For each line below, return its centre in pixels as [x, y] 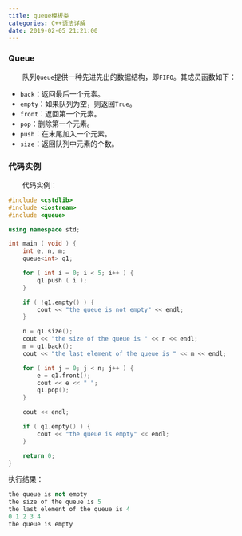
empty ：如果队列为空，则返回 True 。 [78, 104]
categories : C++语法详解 [47, 23]
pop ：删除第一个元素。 [57, 124]
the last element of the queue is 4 [69, 510]
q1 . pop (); [53, 390]
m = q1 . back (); [48, 347]
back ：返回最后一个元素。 [62, 93]
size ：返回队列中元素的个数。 [69, 144]
